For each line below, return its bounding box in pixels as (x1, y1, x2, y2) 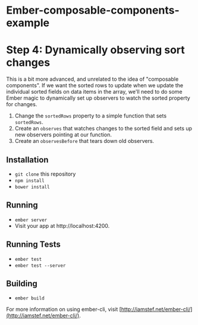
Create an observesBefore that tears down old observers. (14, 138, 155, 145)
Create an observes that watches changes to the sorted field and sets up (14, 125, 192, 132)
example (6, 16, 50, 30)
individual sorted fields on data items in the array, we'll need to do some (6, 88, 183, 95)
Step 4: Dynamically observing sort (6, 43, 186, 57)
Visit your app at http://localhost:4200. (14, 222, 110, 229)
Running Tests (6, 240, 61, 250)
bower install (14, 184, 50, 190)
